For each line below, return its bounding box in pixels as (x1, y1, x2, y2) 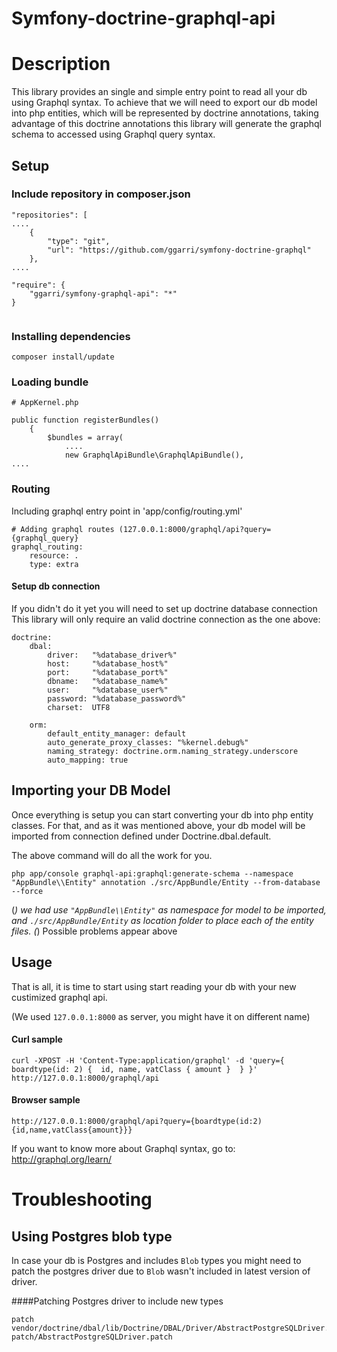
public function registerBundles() (11, 415, 160, 426)
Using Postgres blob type (11, 1228, 173, 1245)
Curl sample (11, 1033, 63, 1046)
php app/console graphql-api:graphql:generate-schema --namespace (11, 868, 294, 879)
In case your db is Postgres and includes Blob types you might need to (11, 1254, 302, 1266)
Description (11, 53, 111, 76)
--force (11, 886, 44, 896)
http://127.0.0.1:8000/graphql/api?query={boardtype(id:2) (11, 1116, 263, 1126)
